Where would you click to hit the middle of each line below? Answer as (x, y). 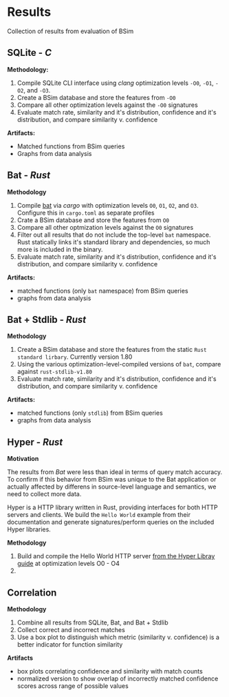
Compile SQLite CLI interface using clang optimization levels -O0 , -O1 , (116, 83)
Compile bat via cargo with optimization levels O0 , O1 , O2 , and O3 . (108, 205)
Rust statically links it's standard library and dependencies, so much (113, 242)
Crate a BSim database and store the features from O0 (93, 220)
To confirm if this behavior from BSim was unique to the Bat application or (112, 480)
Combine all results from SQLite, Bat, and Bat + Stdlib (92, 622)
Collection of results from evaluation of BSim (70, 31)
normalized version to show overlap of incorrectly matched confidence (118, 678)
